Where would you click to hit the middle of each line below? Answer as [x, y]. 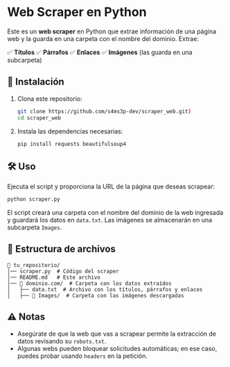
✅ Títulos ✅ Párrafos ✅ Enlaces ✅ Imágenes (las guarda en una [100, 52]
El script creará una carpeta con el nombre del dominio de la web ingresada [115, 213]
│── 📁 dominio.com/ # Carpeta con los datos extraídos [89, 283]
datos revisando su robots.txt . [62, 341]
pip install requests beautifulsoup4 [72, 144]
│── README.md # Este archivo [54, 277]
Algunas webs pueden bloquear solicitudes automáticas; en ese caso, [117, 348]
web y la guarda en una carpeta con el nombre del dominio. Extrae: [103, 38]
